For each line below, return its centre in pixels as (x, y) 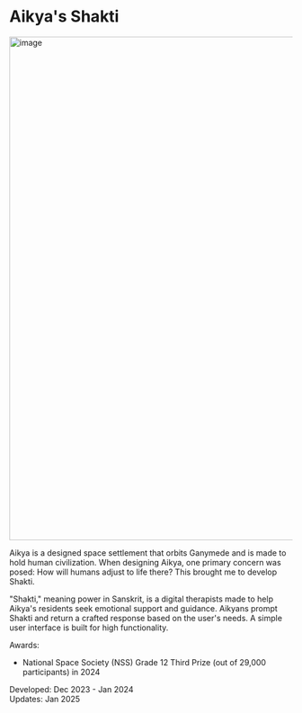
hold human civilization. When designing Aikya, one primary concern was (145, 562)
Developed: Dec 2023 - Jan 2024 (71, 689)
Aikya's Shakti (64, 17)
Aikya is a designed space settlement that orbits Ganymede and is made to (148, 553)
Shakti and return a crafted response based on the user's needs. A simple (146, 618)
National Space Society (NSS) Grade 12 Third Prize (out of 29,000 (144, 662)
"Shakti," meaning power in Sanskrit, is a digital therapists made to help (142, 599)
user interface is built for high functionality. (89, 628)
